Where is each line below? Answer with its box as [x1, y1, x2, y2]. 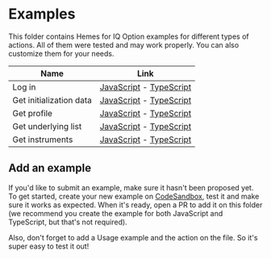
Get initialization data [12, 94, 93, 106]
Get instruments [12, 134, 73, 145]
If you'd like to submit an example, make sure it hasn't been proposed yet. [8, 182, 254, 192]
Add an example [8, 161, 91, 175]
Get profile [12, 107, 52, 119]
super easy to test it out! [8, 241, 90, 251]
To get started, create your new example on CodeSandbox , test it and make [8, 191, 260, 201]
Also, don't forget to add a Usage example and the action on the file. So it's [8, 232, 258, 242]
